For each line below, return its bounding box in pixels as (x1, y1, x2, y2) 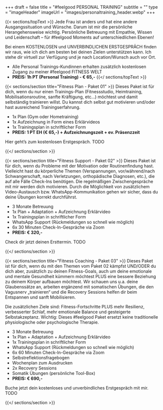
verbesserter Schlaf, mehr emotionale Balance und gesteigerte (5, 309, 131, 315)
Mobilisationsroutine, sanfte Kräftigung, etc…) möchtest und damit (5, 94, 138, 100)
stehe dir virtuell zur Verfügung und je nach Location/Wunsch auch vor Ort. (5, 54, 157, 60)
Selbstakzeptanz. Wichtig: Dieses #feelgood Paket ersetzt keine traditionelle (5, 314, 158, 320)
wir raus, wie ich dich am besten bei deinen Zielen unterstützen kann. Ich (5, 49, 152, 55)
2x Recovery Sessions (12, 365, 57, 371)
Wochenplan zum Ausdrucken (12, 360, 73, 366)
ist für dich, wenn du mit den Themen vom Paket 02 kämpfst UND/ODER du (5, 263, 157, 269)
